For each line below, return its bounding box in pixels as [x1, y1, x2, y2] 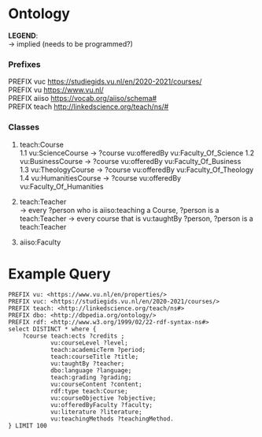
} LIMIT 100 [8, 422, 47, 430]
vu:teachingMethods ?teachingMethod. [50, 415, 175, 423]
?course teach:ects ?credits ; [22, 332, 125, 340]
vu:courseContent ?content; [50, 380, 143, 389]
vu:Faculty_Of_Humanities [19, 181, 104, 191]
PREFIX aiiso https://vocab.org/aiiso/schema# [8, 94, 157, 103]
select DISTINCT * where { [8, 325, 97, 334]
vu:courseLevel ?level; [50, 339, 128, 347]
